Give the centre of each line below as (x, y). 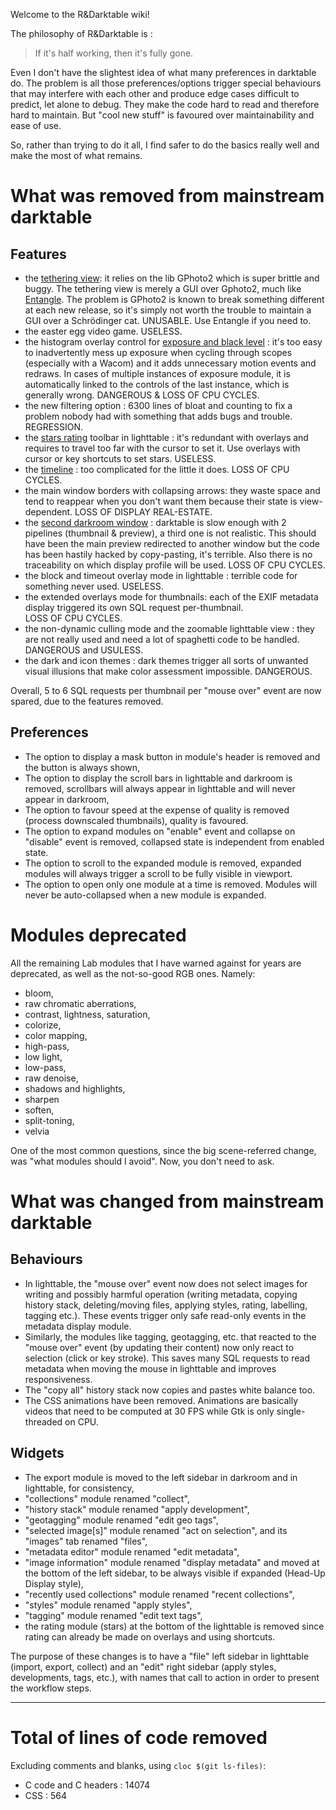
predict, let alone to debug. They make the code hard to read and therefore (165, 104)
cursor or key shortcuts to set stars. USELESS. (120, 458)
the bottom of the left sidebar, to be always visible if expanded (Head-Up (175, 1573)
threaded (43, 1421)
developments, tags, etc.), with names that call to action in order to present (165, 1677)
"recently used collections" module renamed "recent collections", (159, 1594)
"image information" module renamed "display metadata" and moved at (172, 1562)
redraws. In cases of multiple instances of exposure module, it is (157, 373)
